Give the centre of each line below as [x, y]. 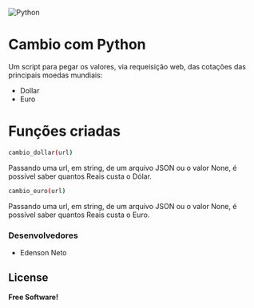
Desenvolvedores [43, 235]
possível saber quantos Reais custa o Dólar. [80, 176]
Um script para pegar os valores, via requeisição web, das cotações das [127, 66]
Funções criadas [65, 131]
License [28, 278]
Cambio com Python [77, 45]
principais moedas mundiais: [56, 75]
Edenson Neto [43, 252]
